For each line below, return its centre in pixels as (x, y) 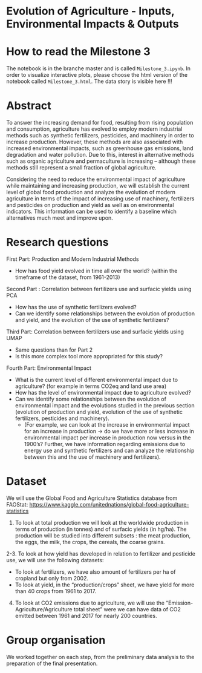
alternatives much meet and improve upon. (60, 218)
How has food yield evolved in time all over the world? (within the (96, 271)
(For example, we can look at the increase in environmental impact (107, 425)
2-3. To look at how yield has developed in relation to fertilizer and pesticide (101, 553)
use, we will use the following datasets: (55, 560)
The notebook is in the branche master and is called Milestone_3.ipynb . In (99, 68)
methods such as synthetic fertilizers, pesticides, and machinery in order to (100, 136)
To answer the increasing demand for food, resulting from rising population (100, 123)
